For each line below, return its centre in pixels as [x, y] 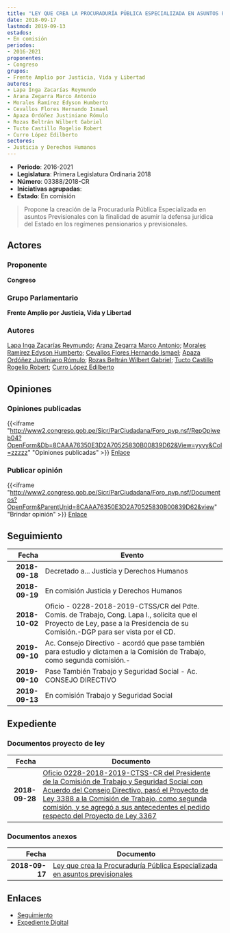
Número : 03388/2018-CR [53, 181]
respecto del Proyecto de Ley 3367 [100, 816]
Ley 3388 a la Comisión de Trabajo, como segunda [125, 799]
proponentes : [26, 58]
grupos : [18, 71]
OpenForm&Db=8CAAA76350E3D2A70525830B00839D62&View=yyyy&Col [115, 445]
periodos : [21, 45]
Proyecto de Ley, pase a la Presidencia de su [117, 624]
